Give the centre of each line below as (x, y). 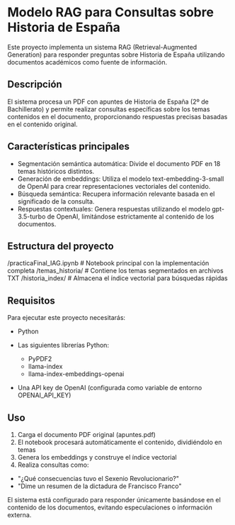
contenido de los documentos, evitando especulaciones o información (110, 507)
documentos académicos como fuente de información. (87, 62)
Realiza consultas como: (53, 465)
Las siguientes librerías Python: (63, 346)
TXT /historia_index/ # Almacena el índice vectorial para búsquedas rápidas (117, 278)
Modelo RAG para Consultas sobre (111, 12)
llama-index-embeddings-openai (76, 374)
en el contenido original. (42, 124)
